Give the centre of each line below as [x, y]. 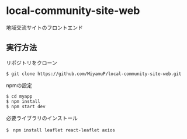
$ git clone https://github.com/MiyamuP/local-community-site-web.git [94, 74]
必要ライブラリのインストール [42, 118]
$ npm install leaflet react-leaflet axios [61, 130]
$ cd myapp [19, 96]
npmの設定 [19, 85]
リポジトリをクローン [32, 63]
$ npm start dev [26, 106]
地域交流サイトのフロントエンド [44, 27]
